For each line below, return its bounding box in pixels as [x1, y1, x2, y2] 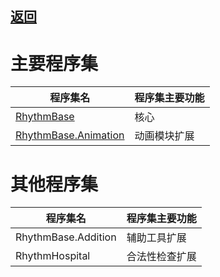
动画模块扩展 [134, 129, 195, 143]
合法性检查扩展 [126, 250, 197, 264]
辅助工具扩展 [126, 231, 187, 245]
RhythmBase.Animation [15, 128, 125, 142]
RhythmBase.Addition [15, 230, 117, 244]
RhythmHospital [15, 249, 91, 263]
